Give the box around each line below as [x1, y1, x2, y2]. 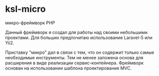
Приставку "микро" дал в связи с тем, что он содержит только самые [5, 49, 155, 55]
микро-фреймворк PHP [5, 20, 56, 26]
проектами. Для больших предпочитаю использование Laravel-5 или [5, 35, 153, 40]
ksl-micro [5, 3, 46, 15]
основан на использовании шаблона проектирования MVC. [5, 65, 132, 71]
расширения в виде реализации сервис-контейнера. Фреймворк [5, 60, 144, 66]
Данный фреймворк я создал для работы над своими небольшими [5, 29, 148, 35]
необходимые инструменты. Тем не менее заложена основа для [5, 54, 144, 60]
